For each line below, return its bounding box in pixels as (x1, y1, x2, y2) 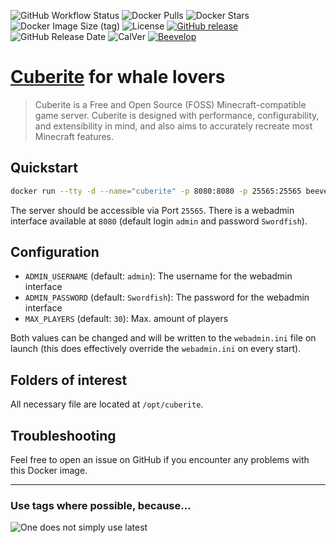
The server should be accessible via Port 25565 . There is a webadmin (10, 204, 295, 216)
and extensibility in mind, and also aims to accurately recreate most (34, 120, 313, 132)
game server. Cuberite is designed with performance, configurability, (34, 109, 320, 121)
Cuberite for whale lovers (10, 66, 226, 89)
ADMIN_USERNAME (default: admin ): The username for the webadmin (24, 270, 293, 282)
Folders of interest (10, 371, 128, 389)
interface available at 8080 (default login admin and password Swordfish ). (10, 215, 308, 227)
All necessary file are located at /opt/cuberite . (10, 398, 204, 410)
